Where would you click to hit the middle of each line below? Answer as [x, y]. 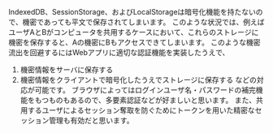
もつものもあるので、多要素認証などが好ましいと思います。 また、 [145, 100]
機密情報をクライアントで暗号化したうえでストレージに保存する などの [139, 80]
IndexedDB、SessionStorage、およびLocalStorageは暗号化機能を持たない [132, 12]
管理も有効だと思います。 [91, 120]
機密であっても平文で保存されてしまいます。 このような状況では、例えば [144, 22]
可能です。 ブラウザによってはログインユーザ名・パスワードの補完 [145, 90]
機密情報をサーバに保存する [67, 70]
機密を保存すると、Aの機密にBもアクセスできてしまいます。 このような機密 [135, 42]
